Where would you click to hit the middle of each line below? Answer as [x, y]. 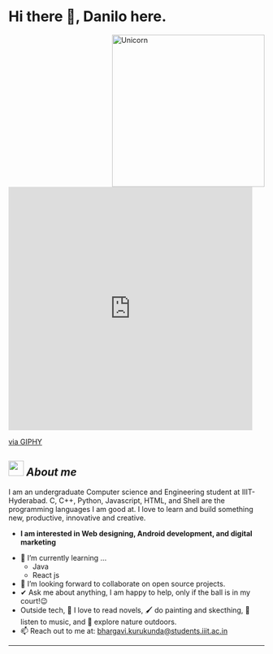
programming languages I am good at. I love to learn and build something [131, 509]
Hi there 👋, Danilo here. [87, 17]
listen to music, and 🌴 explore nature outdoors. [98, 622]
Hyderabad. [28, 500]
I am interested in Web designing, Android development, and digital [136, 533]
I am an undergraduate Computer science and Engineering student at [124, 492]
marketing [38, 542]
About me [51, 473]
